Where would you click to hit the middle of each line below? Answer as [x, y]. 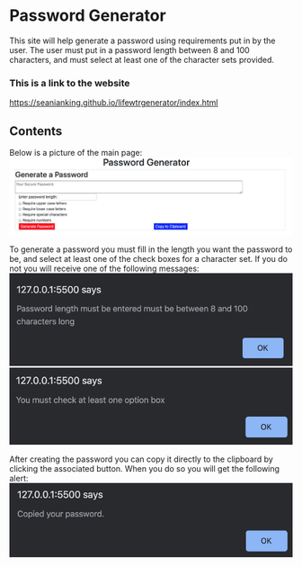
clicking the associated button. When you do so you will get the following [145, 469]
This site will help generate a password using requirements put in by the [142, 40]
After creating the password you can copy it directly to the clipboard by [142, 459]
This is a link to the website [70, 83]
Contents [36, 131]
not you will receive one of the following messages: [104, 268]
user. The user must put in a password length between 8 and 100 [129, 49]
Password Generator [88, 16]
